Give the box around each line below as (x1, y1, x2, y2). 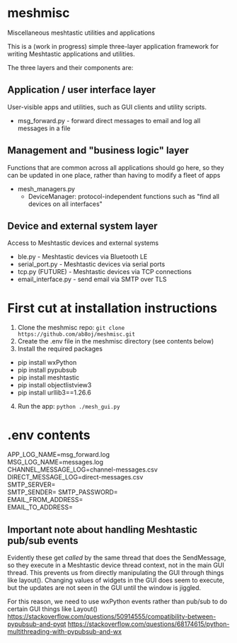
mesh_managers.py (17, 184, 76, 193)
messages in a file (17, 124, 71, 132)
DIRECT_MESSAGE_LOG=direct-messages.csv (7, 473, 144, 482)
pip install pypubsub (17, 366, 77, 375)
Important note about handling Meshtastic (7, 523, 198, 535)
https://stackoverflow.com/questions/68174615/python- (67, 620, 230, 628)
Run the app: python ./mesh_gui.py (17, 402, 120, 411)
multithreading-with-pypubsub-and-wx (7, 627, 122, 636)
